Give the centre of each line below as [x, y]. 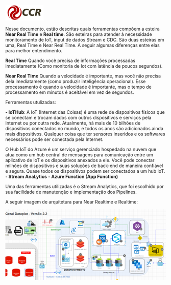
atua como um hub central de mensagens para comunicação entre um [79, 155]
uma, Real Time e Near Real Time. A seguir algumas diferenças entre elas [82, 45]
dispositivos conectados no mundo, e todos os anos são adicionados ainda [84, 128]
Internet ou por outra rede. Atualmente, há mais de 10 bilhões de [73, 123]
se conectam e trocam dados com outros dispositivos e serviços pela [78, 118]
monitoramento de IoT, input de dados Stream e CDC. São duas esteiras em [85, 40]
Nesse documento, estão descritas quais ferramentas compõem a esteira [82, 29]
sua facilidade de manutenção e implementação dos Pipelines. [71, 192]
